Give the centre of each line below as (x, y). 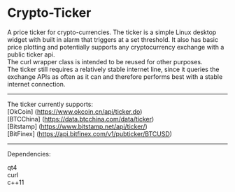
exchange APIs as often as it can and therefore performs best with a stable (115, 76)
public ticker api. (31, 54)
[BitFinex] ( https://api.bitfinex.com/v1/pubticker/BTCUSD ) (90, 133)
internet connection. (36, 84)
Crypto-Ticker (49, 13)
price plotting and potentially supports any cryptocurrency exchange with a (116, 47)
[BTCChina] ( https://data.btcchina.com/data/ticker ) (81, 119)
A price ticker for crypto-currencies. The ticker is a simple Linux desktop (112, 32)
